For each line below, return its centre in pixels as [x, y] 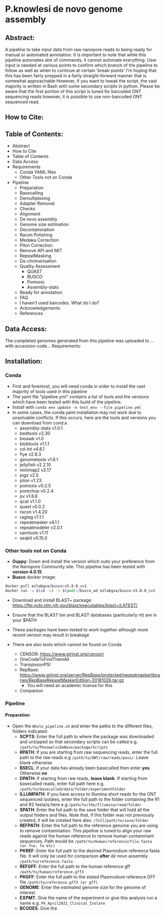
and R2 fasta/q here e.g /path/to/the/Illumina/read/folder [81, 804]
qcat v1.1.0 [30, 501]
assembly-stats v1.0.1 [41, 428]
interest [27, 892]
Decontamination [37, 229]
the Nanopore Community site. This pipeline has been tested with [79, 567]
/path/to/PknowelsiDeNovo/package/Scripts [64, 747]
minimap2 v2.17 [35, 470]
